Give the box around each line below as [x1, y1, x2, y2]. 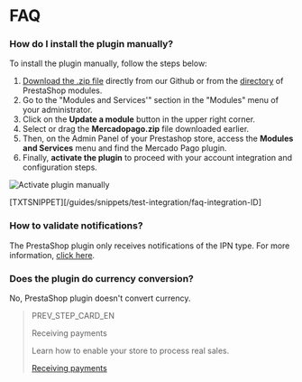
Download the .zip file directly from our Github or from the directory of [22, 76, 284, 87]
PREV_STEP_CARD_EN [31, 311, 115, 321]
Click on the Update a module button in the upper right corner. [22, 114, 255, 125]
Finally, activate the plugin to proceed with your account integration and [22, 153, 293, 163]
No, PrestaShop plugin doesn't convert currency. [9, 293, 191, 303]
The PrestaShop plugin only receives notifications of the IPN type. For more [9, 240, 290, 251]
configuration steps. [22, 162, 97, 172]
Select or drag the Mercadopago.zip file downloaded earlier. [22, 124, 250, 135]
